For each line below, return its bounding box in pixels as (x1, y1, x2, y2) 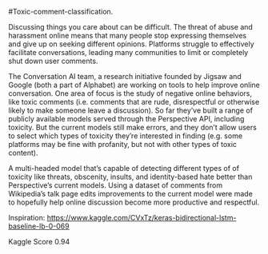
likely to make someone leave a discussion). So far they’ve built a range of (8, 105, 254, 115)
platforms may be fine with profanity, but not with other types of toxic (8, 140, 238, 149)
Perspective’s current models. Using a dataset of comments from (8, 181, 222, 190)
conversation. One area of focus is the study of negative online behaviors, (8, 89, 252, 98)
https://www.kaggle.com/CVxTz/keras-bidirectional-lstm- (46, 213, 237, 222)
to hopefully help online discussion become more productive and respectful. (8, 197, 260, 207)
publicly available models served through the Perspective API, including (8, 114, 245, 123)
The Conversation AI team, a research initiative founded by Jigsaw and (8, 72, 242, 81)
